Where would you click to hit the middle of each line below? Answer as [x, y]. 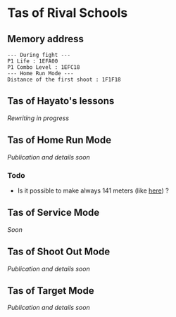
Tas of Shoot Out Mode [59, 252]
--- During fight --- [39, 55]
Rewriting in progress [38, 118]
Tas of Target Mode [51, 291]
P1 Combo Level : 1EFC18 [44, 67]
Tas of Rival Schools [68, 13]
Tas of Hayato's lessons [61, 101]
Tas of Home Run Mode [59, 140]
